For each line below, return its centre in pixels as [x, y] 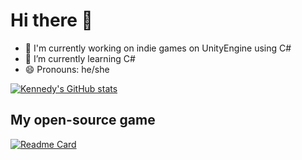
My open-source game [83, 120]
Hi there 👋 [51, 20]
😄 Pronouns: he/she [67, 69]
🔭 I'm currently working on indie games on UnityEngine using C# [158, 48]
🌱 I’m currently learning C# [80, 58]
